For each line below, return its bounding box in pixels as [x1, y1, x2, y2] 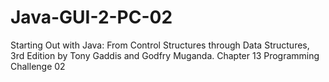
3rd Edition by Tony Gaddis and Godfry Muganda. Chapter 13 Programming [10, 49, 320, 61]
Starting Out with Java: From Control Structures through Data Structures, [10, 39, 310, 51]
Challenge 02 [10, 60, 66, 72]
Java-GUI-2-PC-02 [10, 6, 173, 29]
